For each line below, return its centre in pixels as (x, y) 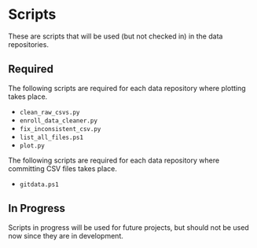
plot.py (32, 146)
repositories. (29, 44)
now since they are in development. (66, 235)
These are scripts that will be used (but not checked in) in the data (116, 36)
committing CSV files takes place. (63, 168)
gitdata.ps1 (39, 184)
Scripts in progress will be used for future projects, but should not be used (128, 227)
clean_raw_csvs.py (50, 112)
